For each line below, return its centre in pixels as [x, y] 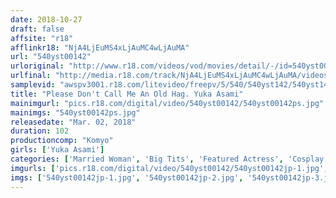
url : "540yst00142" [51, 57]
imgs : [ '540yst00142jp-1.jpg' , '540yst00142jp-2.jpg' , [127, 177]
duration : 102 [40, 131]
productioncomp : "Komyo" [62, 141]
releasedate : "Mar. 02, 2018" [73, 122]
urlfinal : [31, 76]
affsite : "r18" [42, 38]
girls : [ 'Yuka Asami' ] [57, 150]
